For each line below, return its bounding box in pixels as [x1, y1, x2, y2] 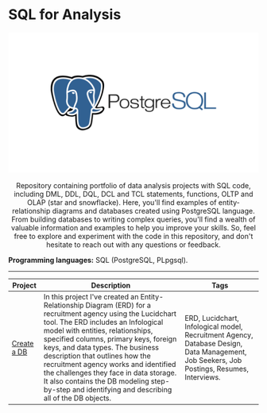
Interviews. [184, 372, 221, 382]
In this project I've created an [43, 292, 139, 302]
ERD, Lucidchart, [184, 313, 240, 322]
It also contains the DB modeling [43, 376, 149, 386]
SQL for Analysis [8, 6, 122, 24]
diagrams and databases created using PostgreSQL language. [52, 206, 256, 216]
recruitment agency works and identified [43, 360, 176, 369]
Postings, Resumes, [184, 364, 249, 373]
